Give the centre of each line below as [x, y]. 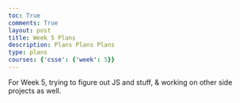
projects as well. [35, 90]
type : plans [28, 52]
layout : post [30, 30]
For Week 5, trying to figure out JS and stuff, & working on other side [120, 82]
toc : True [25, 15]
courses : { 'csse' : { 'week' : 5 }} [61, 60]
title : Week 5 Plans [42, 38]
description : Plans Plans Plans [61, 45]
